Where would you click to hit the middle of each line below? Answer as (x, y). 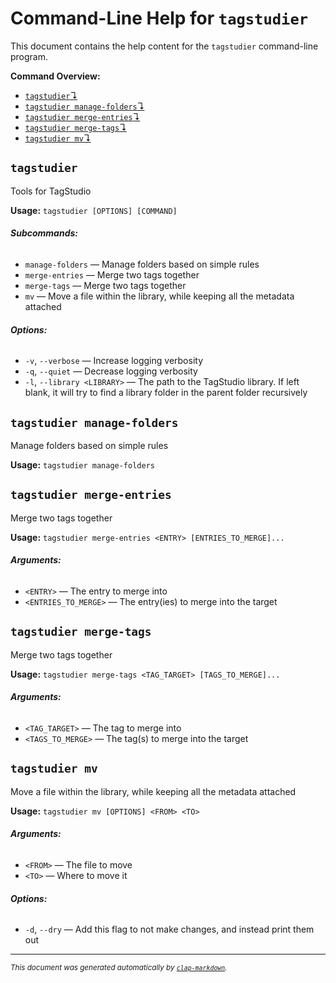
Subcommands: (44, 233)
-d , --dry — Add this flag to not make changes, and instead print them (169, 929)
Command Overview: (55, 76)
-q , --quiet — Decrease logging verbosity (111, 371)
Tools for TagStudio (51, 191)
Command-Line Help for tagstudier (159, 18)
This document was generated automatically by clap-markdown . (119, 968)
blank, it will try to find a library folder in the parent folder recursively (166, 393)
